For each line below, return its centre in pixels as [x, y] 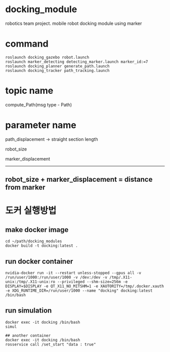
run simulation [29, 311]
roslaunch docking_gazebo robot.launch [47, 57]
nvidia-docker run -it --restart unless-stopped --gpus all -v [73, 273]
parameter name [41, 125]
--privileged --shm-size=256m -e [93, 282]
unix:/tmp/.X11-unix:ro [30, 282]
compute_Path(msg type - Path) [39, 104]
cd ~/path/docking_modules [34, 242]
